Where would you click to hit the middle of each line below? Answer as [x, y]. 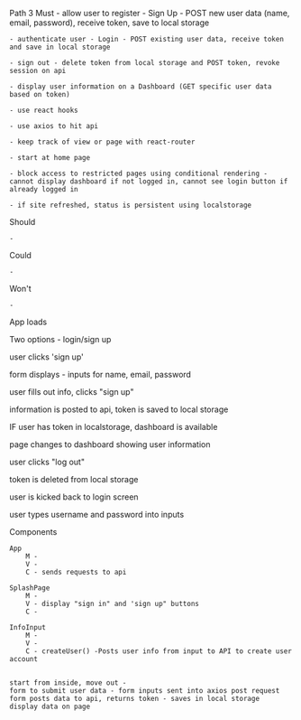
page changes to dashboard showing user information [110, 444]
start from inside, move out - [68, 683]
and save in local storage [60, 47]
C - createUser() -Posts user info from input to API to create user [159, 651]
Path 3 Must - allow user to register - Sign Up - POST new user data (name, [150, 13]
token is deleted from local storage [74, 479]
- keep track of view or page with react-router [102, 142]
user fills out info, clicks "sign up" [72, 392]
